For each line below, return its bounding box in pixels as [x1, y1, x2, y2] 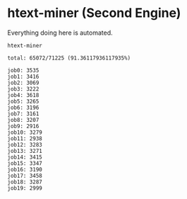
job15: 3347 [7, 159, 42, 167]
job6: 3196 [7, 104, 40, 111]
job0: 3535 [7, 67, 40, 74]
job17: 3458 [7, 172, 42, 179]
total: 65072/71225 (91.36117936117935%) [7, 55, 131, 62]
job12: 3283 [7, 141, 42, 148]
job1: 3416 [7, 73, 40, 80]
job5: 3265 [7, 98, 40, 105]
